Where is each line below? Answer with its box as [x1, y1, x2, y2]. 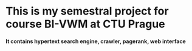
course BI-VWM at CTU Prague [5, 17, 165, 31]
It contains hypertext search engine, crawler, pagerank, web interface [5, 38, 186, 45]
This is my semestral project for [5, 4, 169, 18]
